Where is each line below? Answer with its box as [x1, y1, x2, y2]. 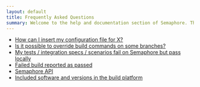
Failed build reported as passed [14, 61, 93, 69]
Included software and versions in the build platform [14, 74, 143, 81]
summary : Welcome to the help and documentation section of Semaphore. [6, 20, 187, 26]
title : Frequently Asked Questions [6, 14, 95, 20]
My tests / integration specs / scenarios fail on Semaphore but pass [14, 49, 181, 56]
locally [14, 55, 32, 63]
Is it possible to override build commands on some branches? [14, 42, 166, 49]
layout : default [6, 8, 46, 15]
